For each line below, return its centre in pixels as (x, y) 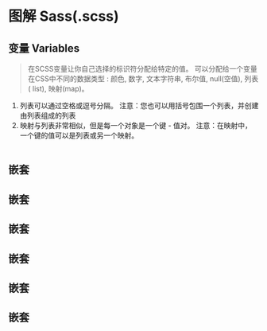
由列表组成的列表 (48, 115)
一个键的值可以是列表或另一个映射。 (79, 135)
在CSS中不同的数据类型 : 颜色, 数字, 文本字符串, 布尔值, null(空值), (135, 79)
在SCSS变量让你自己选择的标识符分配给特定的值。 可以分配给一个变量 (142, 69)
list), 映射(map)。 (60, 89)
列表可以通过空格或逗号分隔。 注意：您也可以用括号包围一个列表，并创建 (139, 105)
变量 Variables (44, 48)
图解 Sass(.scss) (64, 16)
